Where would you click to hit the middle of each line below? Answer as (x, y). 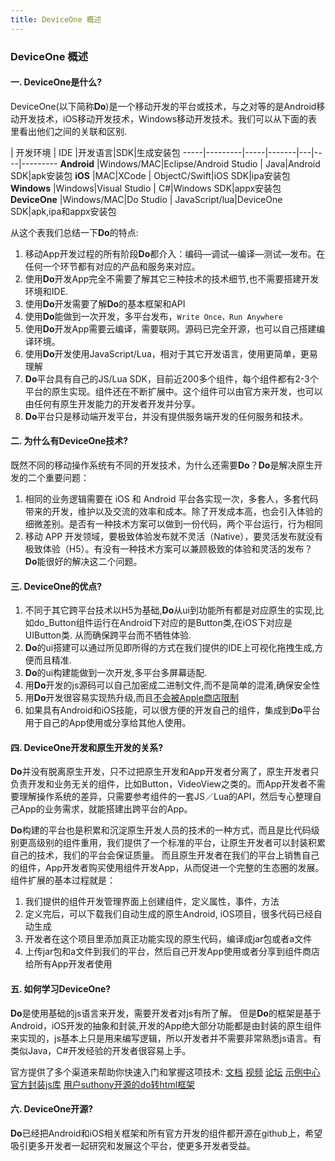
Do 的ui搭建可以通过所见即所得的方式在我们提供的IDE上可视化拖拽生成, (169, 648)
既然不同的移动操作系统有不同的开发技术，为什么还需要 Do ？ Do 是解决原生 (162, 465)
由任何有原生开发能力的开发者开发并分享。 (112, 403)
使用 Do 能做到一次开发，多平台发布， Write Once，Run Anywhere (153, 316)
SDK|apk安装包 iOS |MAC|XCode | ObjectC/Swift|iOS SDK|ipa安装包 (150, 175)
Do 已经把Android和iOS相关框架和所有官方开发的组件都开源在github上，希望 (166, 1133)
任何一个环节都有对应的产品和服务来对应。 (112, 266)
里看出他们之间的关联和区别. (69, 131)
